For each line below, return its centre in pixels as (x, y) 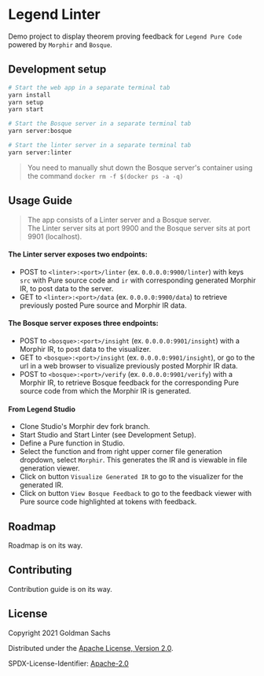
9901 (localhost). (55, 236)
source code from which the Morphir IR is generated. (105, 390)
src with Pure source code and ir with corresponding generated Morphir (137, 280)
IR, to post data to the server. (66, 288)
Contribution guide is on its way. (60, 589)
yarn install (29, 95)
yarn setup (26, 102)
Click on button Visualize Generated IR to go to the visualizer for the (131, 477)
